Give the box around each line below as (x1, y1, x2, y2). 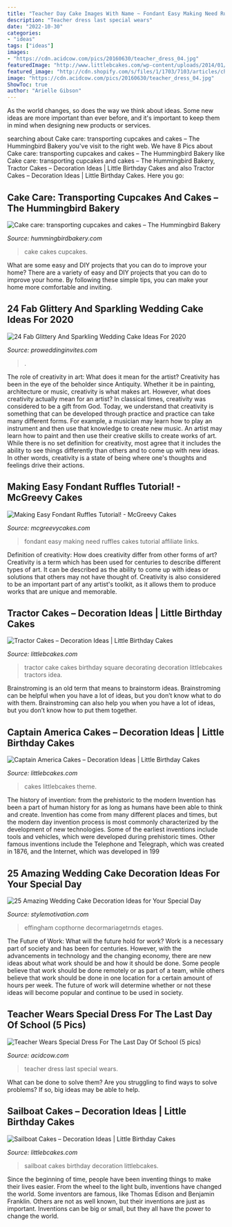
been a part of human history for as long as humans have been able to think (7, 803, 223, 811)
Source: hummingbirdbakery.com (7, 233, 102, 242)
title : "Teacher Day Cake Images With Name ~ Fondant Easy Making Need (7, 10, 217, 17)
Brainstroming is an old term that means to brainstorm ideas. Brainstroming (7, 684, 221, 693)
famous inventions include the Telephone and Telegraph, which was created (7, 840, 224, 849)
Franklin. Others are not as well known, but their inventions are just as (7, 1197, 205, 1206)
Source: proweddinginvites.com (7, 346, 98, 354)
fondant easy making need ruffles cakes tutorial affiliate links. (23, 537, 200, 545)
